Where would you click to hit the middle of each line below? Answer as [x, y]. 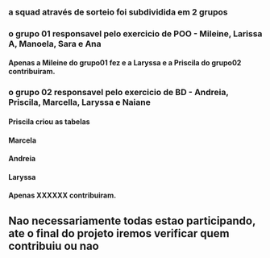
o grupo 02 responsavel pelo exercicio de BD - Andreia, [118, 93]
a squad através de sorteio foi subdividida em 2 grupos [118, 12]
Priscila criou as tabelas [49, 121]
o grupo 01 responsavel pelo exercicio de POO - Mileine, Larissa [135, 33]
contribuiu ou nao [54, 246]
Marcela [23, 140]
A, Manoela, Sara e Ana [55, 44]
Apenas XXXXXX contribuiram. [62, 195]
